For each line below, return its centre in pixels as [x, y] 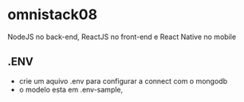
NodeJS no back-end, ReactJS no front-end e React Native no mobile [122, 37]
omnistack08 [52, 15]
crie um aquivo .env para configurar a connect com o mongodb [123, 80]
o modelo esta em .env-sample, [71, 89]
